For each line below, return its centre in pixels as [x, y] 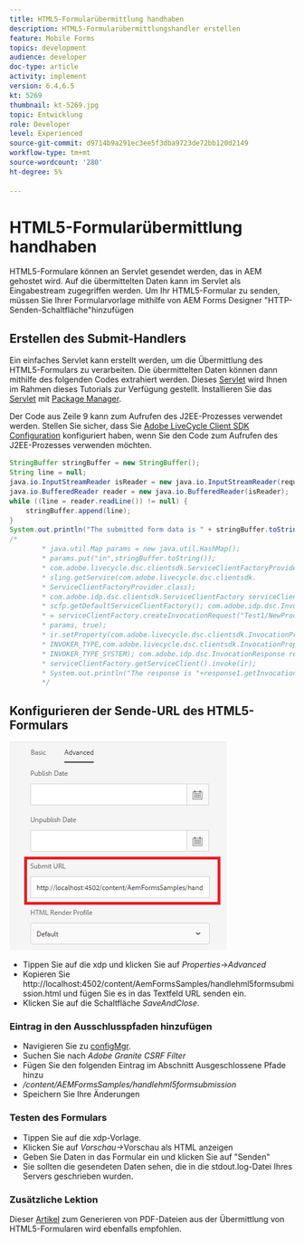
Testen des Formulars [58, 1118]
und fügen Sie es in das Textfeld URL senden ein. [155, 994]
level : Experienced [46, 134]
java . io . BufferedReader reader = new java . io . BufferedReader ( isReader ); [149, 492]
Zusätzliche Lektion [54, 1200]
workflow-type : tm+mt [50, 153]
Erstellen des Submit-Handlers [98, 338]
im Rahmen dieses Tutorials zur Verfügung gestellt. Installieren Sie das [141, 389]
